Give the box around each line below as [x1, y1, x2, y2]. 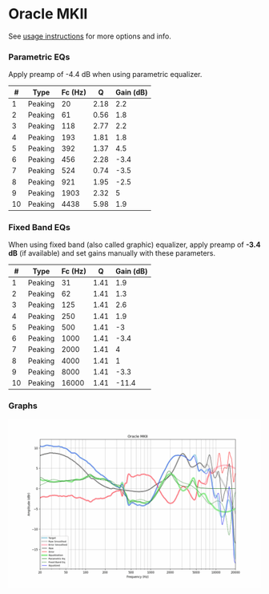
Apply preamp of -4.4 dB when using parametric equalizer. [8, 70, 203, 79]
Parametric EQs [8, 51, 70, 63]
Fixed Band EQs [8, 221, 70, 232]
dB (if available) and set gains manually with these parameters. [8, 249, 216, 258]
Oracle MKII [8, 5, 88, 23]
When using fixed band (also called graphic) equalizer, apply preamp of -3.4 [8, 240, 262, 249]
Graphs [8, 400, 38, 411]
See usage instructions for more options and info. [8, 31, 172, 41]
